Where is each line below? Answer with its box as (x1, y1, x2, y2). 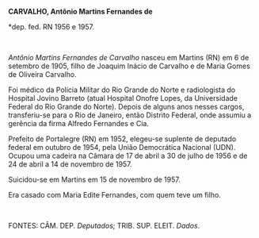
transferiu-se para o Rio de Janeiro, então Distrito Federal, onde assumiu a (8, 110, 252, 120)
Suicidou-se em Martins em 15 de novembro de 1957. (8, 175, 181, 184)
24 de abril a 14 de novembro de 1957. (8, 159, 132, 169)
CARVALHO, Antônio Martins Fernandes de (8, 7, 153, 16)
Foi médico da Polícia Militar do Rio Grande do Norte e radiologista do (8, 85, 236, 94)
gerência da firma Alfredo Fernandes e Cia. (8, 119, 149, 128)
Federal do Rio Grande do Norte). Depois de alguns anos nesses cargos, (8, 102, 245, 111)
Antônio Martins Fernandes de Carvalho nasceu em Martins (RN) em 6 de (8, 53, 249, 62)
